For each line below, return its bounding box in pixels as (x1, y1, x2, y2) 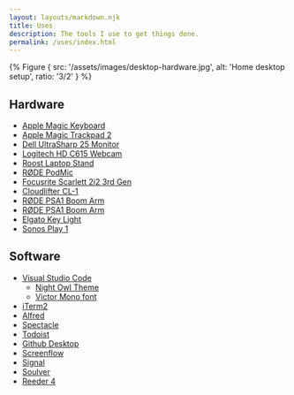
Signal (21, 357, 46, 368)
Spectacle (21, 319, 59, 330)
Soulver (21, 366, 50, 376)
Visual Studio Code (21, 272, 93, 283)
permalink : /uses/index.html (9, 37, 117, 47)
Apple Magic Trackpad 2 (21, 130, 112, 141)
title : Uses (9, 21, 53, 30)
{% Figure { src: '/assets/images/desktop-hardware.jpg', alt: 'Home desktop (9, 62, 285, 72)
